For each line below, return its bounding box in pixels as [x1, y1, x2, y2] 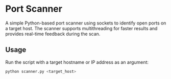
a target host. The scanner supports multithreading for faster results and [5, 25, 158, 31]
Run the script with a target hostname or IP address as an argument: [5, 59, 149, 65]
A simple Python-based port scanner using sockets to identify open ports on [5, 20, 166, 26]
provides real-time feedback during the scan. [5, 31, 101, 37]
